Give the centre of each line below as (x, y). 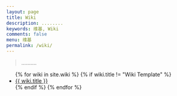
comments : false (27, 34)
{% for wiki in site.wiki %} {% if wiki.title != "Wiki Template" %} (93, 74)
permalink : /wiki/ (29, 46)
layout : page (23, 12)
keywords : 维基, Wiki (33, 29)
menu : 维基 (19, 40)
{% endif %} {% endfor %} (48, 87)
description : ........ (35, 23)
